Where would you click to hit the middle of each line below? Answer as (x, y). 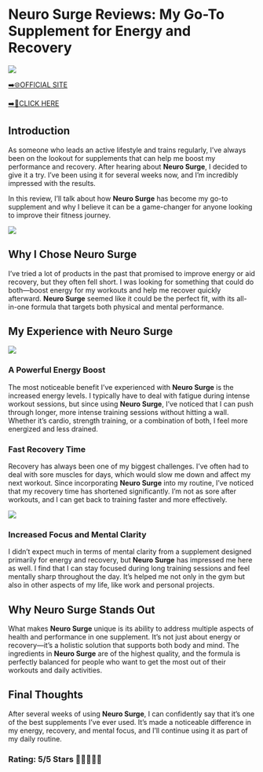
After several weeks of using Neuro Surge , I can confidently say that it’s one (131, 714)
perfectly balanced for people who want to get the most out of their (117, 662)
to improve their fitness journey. (60, 215)
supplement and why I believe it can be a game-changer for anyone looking (130, 206)
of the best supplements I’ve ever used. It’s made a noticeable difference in (130, 722)
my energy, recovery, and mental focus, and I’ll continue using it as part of (128, 730)
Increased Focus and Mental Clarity (77, 534)
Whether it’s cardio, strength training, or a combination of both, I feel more (128, 421)
